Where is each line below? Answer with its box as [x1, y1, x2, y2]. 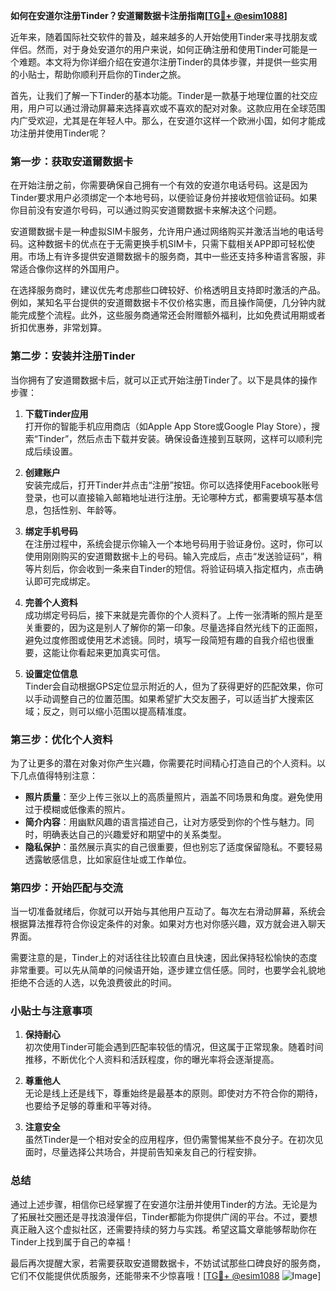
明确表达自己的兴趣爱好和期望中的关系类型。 [42, 828, 227, 840]
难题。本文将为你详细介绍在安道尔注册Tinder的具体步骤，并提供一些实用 [18, 56, 318, 68]
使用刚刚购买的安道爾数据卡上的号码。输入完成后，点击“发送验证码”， [24, 550, 314, 562]
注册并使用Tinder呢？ [18, 127, 108, 139]
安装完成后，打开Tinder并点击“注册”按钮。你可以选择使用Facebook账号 [24, 479, 320, 491]
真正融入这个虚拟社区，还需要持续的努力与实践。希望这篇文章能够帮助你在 [10, 1223, 317, 1235]
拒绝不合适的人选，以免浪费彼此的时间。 [10, 977, 177, 989]
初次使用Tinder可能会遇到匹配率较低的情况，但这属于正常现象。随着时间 [24, 1041, 324, 1053]
